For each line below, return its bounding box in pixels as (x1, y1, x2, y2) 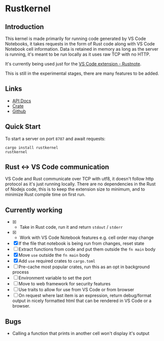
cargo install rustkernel (5, 145, 58, 150)
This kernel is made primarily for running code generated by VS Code (5, 35, 146, 41)
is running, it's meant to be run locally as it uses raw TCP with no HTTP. (5, 51, 151, 57)
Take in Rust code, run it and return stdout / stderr (19, 224, 123, 230)
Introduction (5, 23, 44, 31)
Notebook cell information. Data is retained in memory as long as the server (5, 46, 159, 52)
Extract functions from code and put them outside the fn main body (18, 246, 156, 252)
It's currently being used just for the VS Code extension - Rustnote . (5, 61, 142, 67)
